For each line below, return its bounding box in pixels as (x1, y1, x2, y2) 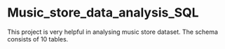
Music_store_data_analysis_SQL (7, 5, 199, 21)
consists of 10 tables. (7, 35, 69, 43)
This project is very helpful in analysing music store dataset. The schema (7, 28, 219, 36)
